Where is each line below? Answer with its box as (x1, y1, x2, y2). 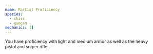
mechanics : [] (5, 25, 34, 30)
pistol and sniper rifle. (5, 44, 49, 50)
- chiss (9, 16, 25, 21)
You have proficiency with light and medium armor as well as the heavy (5, 38, 148, 44)
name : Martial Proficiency (5, 7, 60, 12)
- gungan (9, 20, 27, 26)
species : (5, 12, 23, 17)
